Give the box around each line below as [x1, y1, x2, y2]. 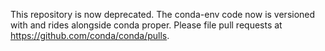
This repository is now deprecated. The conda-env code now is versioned [10, 9, 316, 20]
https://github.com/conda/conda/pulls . [10, 30, 170, 41]
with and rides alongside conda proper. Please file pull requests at [10, 19, 283, 31]
